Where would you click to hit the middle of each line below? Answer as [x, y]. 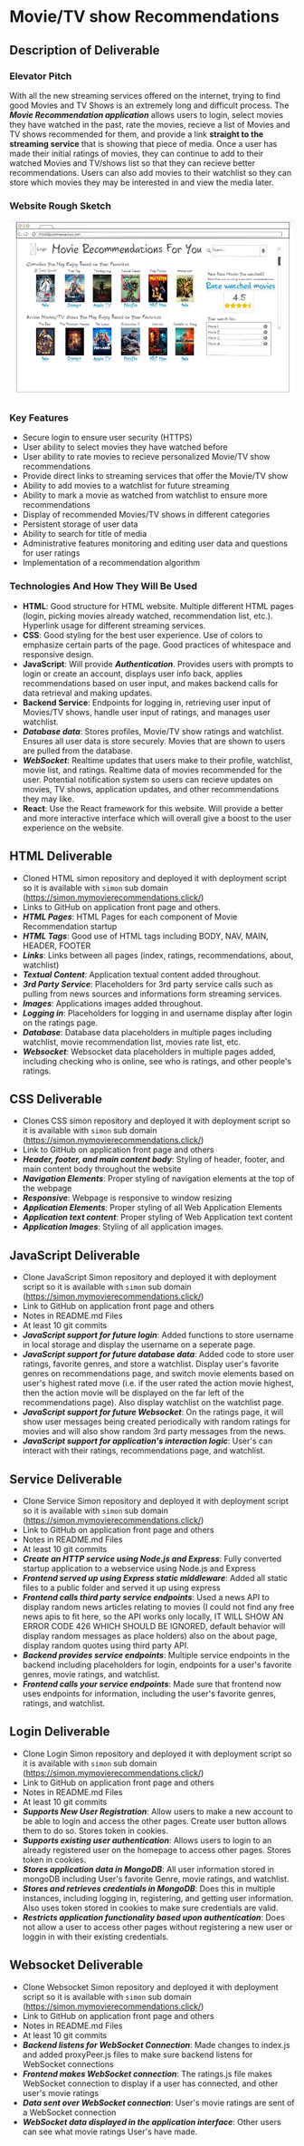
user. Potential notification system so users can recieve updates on [147, 779]
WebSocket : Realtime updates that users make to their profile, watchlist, [157, 760]
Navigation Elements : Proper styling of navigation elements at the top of [158, 1179]
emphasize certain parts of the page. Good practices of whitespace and [157, 645]
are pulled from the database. [77, 751]
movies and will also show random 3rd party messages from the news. [154, 1432]
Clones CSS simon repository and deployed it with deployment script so [157, 1121]
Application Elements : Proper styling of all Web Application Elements [152, 1208]
